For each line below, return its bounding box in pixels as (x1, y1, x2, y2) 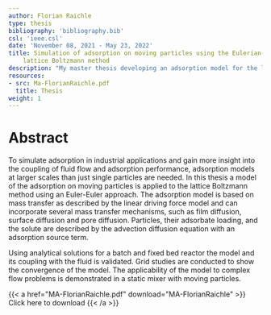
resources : (8, 72, 45, 80)
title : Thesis (15, 86, 63, 95)
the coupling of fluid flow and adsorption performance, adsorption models (8, 164, 256, 174)
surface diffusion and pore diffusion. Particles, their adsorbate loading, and (8, 215, 258, 226)
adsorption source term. (8, 233, 89, 242)
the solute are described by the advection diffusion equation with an (8, 224, 236, 234)
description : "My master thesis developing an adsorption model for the (8, 64, 258, 73)
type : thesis (8, 19, 52, 27)
